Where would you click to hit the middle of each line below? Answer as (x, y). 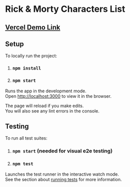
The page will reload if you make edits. (44, 106)
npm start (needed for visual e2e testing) (62, 151)
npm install (26, 68)
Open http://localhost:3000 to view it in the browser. (58, 96)
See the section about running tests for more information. (64, 179)
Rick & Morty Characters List (65, 9)
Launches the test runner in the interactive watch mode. (62, 174)
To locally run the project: (31, 56)
